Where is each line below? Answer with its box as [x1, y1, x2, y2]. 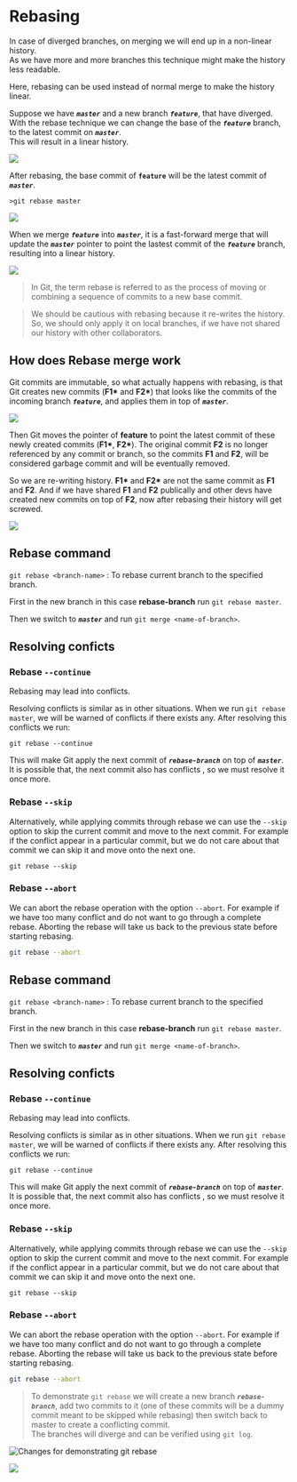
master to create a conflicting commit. [30, 1419, 170, 1430]
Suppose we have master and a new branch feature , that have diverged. [9, 108, 273, 118]
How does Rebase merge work [9, 353, 182, 368]
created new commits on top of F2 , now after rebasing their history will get [9, 493, 282, 504]
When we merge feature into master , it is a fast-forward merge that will [9, 228, 269, 239]
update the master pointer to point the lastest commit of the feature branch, [9, 238, 285, 249]
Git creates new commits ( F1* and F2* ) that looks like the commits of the [9, 386, 277, 397]
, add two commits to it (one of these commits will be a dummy [54, 1400, 285, 1411]
